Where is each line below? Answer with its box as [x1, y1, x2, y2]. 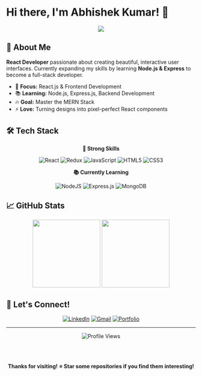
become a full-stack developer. [6, 71, 84, 78]
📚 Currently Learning [73, 168, 129, 176]
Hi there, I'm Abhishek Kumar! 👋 [6, 5, 170, 19]
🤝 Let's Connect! [6, 299, 70, 309]
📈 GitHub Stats [6, 200, 65, 211]
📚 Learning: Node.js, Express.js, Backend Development [14, 90, 155, 97]
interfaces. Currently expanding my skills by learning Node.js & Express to [6, 64, 191, 72]
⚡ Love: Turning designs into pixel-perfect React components [14, 105, 168, 112]
